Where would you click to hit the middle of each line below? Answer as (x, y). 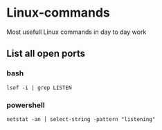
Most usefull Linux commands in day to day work (76, 32)
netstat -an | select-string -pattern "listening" (81, 119)
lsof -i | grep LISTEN (39, 88)
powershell (26, 105)
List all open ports (46, 54)
